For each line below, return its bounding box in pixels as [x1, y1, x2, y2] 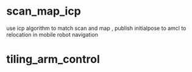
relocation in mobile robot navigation [6, 31, 99, 38]
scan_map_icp [6, 4, 81, 18]
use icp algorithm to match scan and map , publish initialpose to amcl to [6, 24, 187, 32]
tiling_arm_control [6, 52, 101, 67]
